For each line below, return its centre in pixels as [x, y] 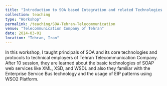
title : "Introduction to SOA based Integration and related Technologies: [85, 10]
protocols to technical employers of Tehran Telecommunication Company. [81, 57]
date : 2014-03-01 [23, 33]
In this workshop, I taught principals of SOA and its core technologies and [81, 52]
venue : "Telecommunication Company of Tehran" [55, 29]
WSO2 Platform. [22, 79]
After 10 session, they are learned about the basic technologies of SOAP [80, 63]
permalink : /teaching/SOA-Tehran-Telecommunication [60, 24]
